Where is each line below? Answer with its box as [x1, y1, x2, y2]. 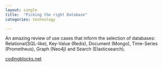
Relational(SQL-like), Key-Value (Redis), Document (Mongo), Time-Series [5, 41, 158, 47]
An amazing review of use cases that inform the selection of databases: [5, 35, 155, 41]
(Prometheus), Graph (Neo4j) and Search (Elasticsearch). [5, 46, 125, 52]
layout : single [5, 7, 38, 13]
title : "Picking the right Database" [5, 12, 87, 17]
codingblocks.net [5, 56, 42, 62]
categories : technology [5, 17, 56, 22]
